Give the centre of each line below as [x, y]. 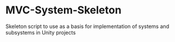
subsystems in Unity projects [41, 32]
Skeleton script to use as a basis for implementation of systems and [87, 26]
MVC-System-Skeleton [63, 10]
